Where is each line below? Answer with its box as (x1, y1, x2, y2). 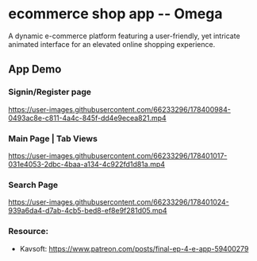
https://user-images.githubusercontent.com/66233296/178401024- (8, 197, 230, 207)
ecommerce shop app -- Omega (8, 5, 223, 23)
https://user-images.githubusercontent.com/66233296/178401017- (8, 150, 228, 160)
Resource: (8, 226, 49, 237)
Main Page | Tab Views (8, 133, 98, 144)
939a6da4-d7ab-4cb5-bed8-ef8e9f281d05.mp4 (8, 206, 168, 216)
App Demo (8, 63, 62, 76)
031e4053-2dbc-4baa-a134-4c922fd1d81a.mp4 (8, 159, 165, 169)
